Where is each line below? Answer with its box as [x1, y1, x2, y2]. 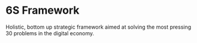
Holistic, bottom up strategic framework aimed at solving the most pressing [5, 23, 192, 30]
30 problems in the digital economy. [5, 29, 95, 36]
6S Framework [5, 4, 80, 17]
